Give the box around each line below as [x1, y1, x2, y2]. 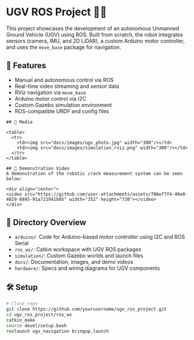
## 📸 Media [6, 119, 33, 125]
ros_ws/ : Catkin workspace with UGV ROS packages [14, 246, 142, 253]
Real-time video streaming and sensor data [14, 82, 119, 90]
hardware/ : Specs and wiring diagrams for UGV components [14, 265, 160, 272]
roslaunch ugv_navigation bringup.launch [6, 328, 109, 334]
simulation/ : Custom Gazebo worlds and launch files [14, 252, 143, 259]
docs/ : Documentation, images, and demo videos [14, 258, 133, 265]
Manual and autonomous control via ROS [14, 76, 114, 83]
